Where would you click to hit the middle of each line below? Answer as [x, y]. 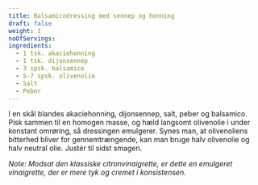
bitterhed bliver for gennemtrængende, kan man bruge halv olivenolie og [129, 140]
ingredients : [30, 46]
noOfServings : [32, 38]
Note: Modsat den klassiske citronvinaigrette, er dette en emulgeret [121, 164]
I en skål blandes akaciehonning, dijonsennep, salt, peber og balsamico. [128, 114]
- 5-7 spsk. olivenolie [55, 76]
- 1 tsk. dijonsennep [52, 61]
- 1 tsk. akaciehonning [55, 53]
